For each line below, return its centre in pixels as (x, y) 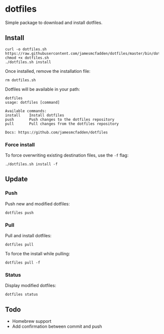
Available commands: (26, 111)
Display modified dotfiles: (31, 286)
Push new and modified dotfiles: (37, 203)
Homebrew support (32, 321)
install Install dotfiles (35, 115)
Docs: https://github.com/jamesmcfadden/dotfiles (57, 132)
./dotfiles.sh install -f (31, 164)
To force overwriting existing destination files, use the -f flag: (67, 156)
